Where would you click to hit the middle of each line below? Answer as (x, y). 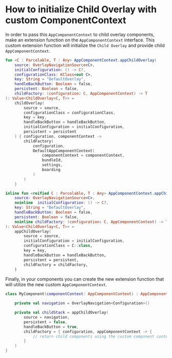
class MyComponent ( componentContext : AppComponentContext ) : (72, 294)
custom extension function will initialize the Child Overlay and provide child (85, 45)
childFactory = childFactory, (56, 265)
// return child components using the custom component (93, 336)
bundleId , (52, 160)
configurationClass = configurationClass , (70, 113)
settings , (52, 165)
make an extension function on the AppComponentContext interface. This (80, 40)
